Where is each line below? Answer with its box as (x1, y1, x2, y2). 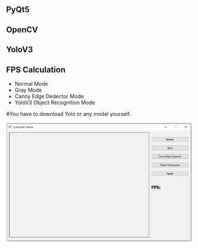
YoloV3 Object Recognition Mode (14, 99, 95, 106)
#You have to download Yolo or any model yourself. (6, 110, 131, 117)
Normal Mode (14, 80, 48, 87)
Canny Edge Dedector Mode (14, 92, 84, 99)
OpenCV (6, 25, 38, 35)
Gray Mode (14, 86, 42, 93)
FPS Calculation (6, 65, 66, 75)
